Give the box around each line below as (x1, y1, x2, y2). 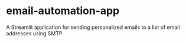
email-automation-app (6, 4, 120, 18)
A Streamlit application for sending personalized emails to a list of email (6, 24, 180, 31)
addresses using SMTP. (6, 29, 64, 37)
